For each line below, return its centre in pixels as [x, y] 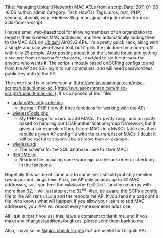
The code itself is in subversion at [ [40, 83]
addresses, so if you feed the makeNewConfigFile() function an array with [78, 185]
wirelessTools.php [30, 113]
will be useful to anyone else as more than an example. [74, 139]
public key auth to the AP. [31, 73]
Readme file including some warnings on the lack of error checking [87, 160]
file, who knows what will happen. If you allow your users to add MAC [75, 201]
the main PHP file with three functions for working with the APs [82, 108]
